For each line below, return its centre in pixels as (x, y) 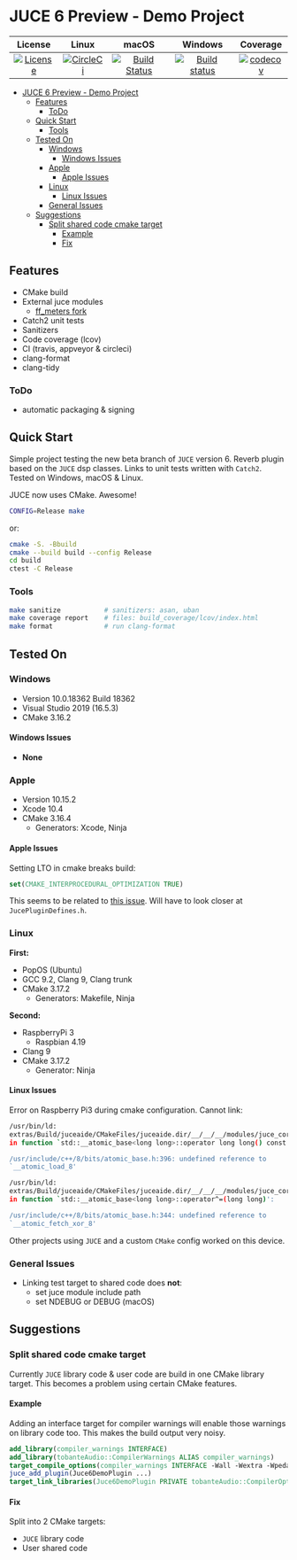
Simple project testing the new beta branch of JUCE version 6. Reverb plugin (147, 459)
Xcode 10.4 (42, 809)
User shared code (55, 1548)
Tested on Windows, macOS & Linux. (76, 477)
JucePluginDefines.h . (48, 911)
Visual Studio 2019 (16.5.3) (70, 708)
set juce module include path (88, 1292)
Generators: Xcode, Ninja (81, 828)
